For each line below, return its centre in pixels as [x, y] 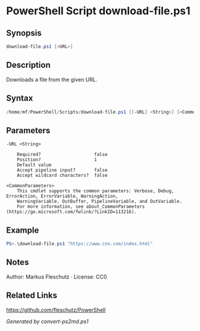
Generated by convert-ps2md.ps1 [48, 321]
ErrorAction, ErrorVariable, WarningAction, [62, 196]
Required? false [62, 155]
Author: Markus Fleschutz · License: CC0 [57, 277]
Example [23, 230]
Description [28, 65]
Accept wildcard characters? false [62, 176]
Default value [34, 165]
